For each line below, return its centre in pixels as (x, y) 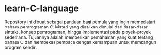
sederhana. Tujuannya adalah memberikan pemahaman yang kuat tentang (79, 37)
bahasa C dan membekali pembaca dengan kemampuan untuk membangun (80, 42)
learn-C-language (42, 8)
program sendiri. (21, 47)
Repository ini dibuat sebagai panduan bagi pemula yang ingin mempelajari (80, 22)
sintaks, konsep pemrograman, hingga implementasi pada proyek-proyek (78, 32)
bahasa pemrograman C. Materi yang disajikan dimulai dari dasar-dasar (76, 27)
